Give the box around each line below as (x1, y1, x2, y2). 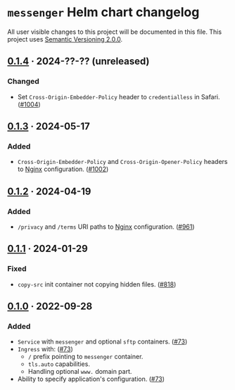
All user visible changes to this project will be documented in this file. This (7, 27, 222, 36)
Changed (7, 77, 40, 87)
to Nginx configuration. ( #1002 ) (17, 165, 109, 173)
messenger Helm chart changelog (7, 4, 200, 20)
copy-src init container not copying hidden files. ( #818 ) (17, 279, 177, 289)
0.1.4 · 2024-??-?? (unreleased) (7, 56, 150, 68)
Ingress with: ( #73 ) (17, 345, 73, 353)
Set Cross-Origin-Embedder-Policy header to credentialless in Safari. (17, 92, 220, 101)
